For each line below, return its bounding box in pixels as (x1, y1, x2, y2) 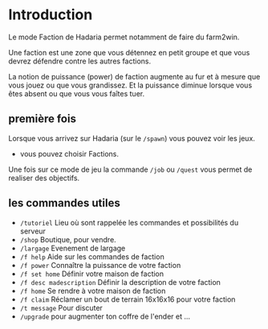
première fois (8, 112, 76, 126)
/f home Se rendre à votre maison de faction (19, 286, 166, 295)
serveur (19, 226, 47, 236)
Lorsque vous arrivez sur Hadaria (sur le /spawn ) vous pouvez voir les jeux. (8, 133, 255, 143)
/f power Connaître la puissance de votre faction (19, 260, 181, 270)
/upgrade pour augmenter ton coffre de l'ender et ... (19, 311, 191, 321)
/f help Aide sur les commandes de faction (19, 251, 164, 262)
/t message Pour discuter (19, 303, 103, 312)
